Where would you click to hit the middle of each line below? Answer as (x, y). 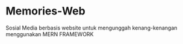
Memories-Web (45, 11)
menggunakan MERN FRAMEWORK (50, 34)
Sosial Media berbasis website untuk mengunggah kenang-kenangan (91, 28)
